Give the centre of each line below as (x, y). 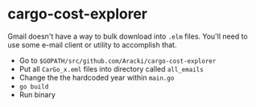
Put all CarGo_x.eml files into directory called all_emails (111, 68)
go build (34, 86)
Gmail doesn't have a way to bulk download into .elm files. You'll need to (128, 36)
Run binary (37, 94)
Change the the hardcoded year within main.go (97, 77)
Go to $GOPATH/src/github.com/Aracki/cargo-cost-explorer (118, 60)
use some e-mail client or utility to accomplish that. (92, 44)
